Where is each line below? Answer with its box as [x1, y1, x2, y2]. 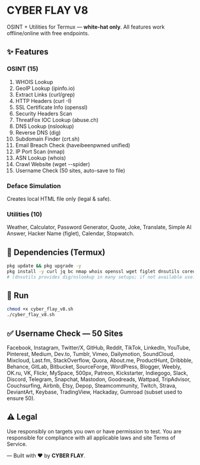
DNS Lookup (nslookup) [15, 123, 74, 130]
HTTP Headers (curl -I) [15, 97, 72, 104]
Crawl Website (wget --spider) [15, 160, 91, 167]
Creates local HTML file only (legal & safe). [7, 195, 112, 202]
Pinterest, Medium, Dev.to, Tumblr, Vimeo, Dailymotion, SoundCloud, [7, 351, 174, 358]
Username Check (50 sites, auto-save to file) [15, 167, 125, 174]
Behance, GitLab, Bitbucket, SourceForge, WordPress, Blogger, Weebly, [7, 363, 182, 370]
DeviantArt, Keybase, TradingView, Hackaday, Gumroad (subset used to [7, 388, 183, 396]
